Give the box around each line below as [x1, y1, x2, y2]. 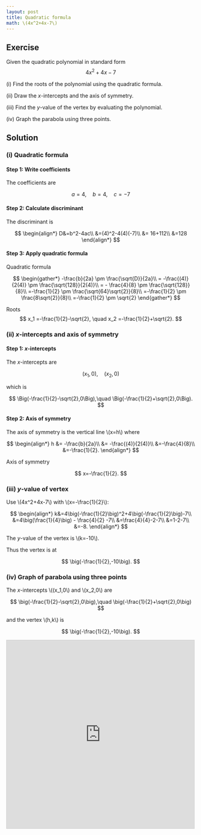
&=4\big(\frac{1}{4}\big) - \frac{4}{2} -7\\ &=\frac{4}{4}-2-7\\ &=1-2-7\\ [12, 517, 190, 524]
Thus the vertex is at [6, 546, 57, 554]
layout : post [6, 8, 39, 15]
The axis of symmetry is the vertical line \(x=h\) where [6, 428, 140, 435]
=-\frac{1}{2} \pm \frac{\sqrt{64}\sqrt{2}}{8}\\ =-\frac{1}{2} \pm [28, 287, 187, 295]
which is [6, 383, 27, 390]
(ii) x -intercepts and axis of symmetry [6, 330, 119, 338]
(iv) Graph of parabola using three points [6, 573, 127, 582]
